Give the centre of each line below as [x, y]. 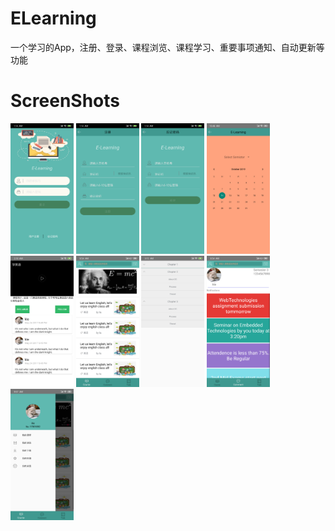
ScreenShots [65, 101]
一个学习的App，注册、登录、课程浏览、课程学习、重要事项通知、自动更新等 [167, 47]
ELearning [53, 18]
